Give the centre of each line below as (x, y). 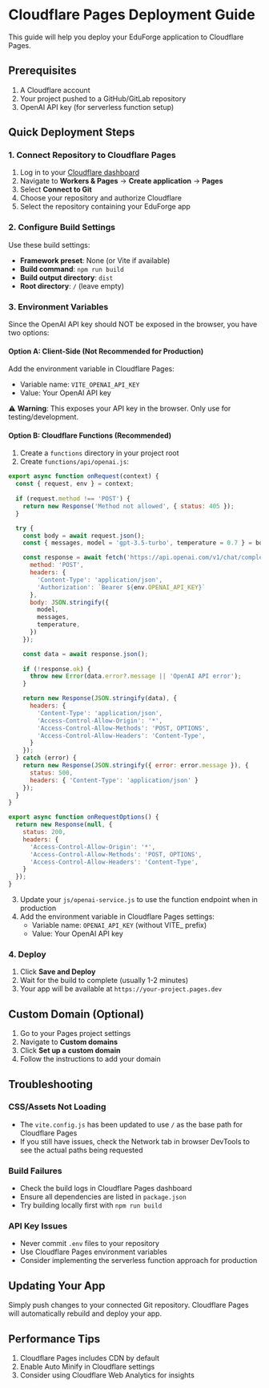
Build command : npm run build (72, 269)
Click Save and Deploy (58, 972)
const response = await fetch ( (75, 558)
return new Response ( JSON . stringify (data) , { (100, 698)
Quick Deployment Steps (72, 133)
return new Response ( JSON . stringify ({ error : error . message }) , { (136, 766)
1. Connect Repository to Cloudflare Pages (92, 156)
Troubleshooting (51, 1084)
